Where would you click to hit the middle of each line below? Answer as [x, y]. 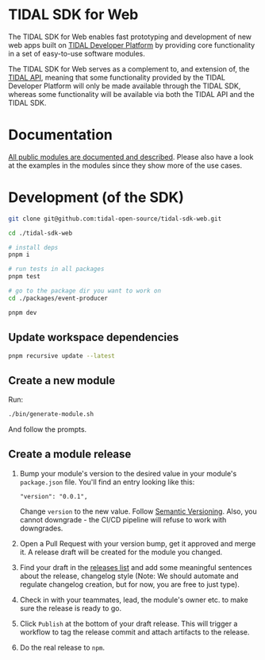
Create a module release [70, 454]
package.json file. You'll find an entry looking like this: [107, 482]
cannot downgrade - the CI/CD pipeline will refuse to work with [123, 519]
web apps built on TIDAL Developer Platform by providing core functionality [132, 45]
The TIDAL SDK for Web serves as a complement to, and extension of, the [129, 68]
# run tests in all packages [56, 269]
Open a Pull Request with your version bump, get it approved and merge [138, 543]
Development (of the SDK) [96, 198]
